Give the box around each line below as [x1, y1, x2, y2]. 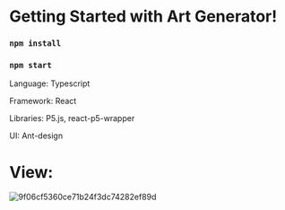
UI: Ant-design [9, 130, 64, 141]
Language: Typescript [9, 78, 91, 89]
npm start [9, 60, 52, 71]
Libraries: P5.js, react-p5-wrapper [9, 113, 135, 124]
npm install [9, 39, 62, 48]
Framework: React [9, 96, 77, 107]
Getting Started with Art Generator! [9, 6, 278, 27]
